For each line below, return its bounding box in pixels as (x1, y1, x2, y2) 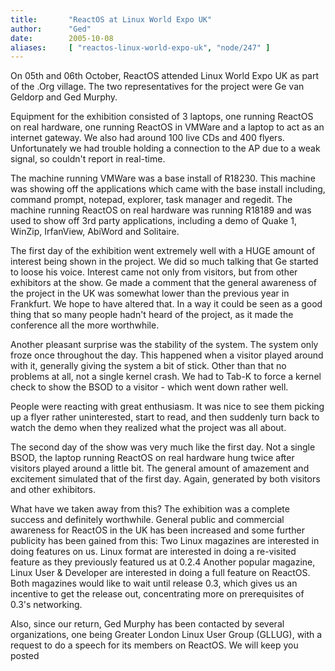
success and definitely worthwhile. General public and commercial (10, 514, 285, 526)
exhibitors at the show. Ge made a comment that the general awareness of (10, 277, 318, 289)
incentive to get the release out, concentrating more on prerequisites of (10, 588, 305, 600)
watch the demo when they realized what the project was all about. (10, 422, 287, 434)
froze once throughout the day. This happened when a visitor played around (10, 349, 324, 361)
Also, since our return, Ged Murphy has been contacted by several (10, 618, 285, 630)
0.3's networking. (10, 599, 83, 611)
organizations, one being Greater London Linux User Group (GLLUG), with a (10, 629, 323, 641)
